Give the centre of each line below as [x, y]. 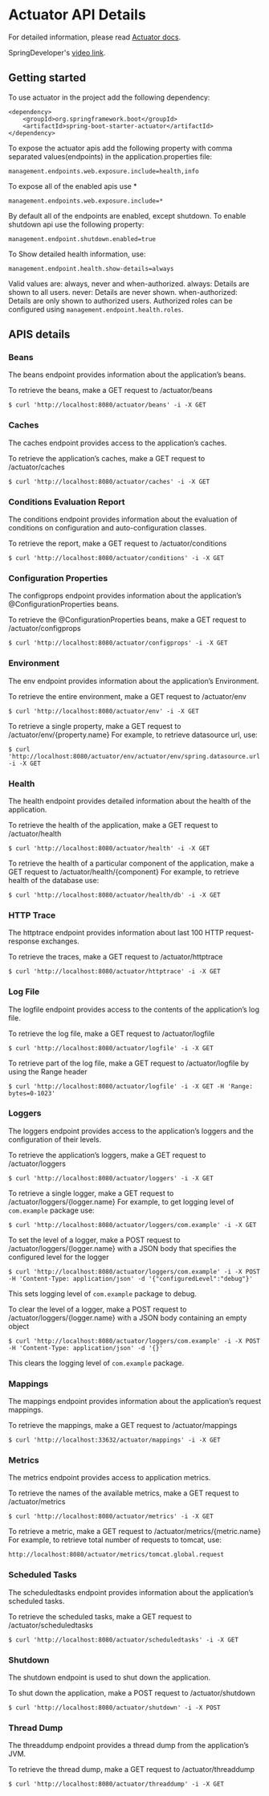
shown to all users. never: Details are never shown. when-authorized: [123, 292]
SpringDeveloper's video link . [57, 52]
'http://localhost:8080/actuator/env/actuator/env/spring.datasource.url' [136, 756]
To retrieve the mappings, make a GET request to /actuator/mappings [123, 1426]
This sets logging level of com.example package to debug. [102, 1293]
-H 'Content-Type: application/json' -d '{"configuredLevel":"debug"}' [130, 1278]
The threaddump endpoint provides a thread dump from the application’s [128, 1745]
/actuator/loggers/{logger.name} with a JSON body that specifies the [122, 1248]
